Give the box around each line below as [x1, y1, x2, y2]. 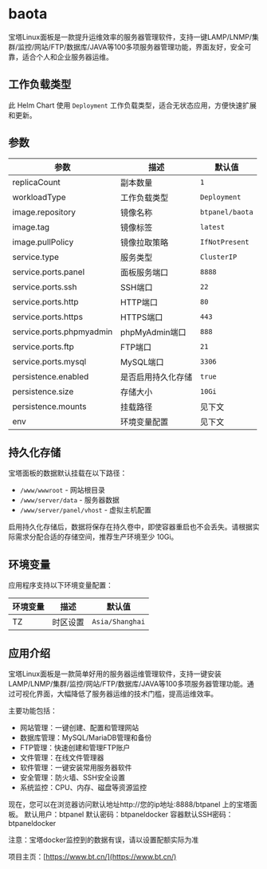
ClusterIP [200, 252, 238, 261]
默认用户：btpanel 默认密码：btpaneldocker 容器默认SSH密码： [23, 810, 234, 819]
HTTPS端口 [120, 312, 163, 323]
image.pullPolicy [12, 236, 74, 247]
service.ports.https [12, 311, 84, 322]
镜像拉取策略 [120, 237, 169, 248]
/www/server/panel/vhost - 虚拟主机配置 [19, 505, 151, 515]
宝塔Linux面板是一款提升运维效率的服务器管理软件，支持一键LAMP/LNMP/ [8, 32, 253, 41]
